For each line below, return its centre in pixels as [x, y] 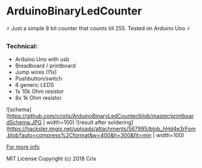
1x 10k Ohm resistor [39, 91]
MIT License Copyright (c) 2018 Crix [51, 159]
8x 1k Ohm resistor [38, 98]
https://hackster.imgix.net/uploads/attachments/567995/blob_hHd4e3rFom [102, 129]
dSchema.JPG [24, 123]
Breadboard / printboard [45, 66]
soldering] [121, 123]
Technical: [22, 46]
